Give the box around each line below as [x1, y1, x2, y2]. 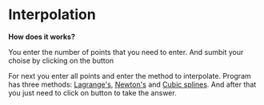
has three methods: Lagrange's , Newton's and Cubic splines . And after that [8, 80, 257, 89]
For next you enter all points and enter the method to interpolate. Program [8, 71, 252, 80]
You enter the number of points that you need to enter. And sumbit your [8, 47, 244, 56]
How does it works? [8, 32, 76, 41]
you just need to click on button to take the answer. [8, 87, 178, 97]
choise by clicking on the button [8, 56, 114, 65]
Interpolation [8, 6, 96, 24]
